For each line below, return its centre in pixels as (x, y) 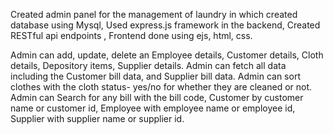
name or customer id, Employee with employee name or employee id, (153, 108)
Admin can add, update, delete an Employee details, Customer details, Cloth (167, 55)
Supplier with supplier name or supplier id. (97, 118)
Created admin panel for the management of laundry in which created (154, 14)
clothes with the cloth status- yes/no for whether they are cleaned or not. (161, 87)
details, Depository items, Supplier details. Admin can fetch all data (148, 65)
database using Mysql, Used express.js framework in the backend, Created (165, 25)
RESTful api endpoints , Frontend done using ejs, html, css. (131, 35)
